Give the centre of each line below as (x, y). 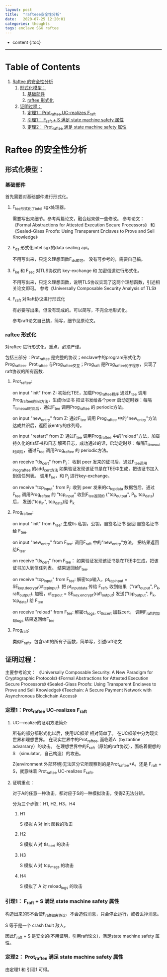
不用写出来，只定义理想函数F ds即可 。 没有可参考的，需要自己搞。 (79, 259)
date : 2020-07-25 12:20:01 (35, 19)
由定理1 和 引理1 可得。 (29, 969)
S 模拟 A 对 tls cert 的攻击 (45, 845)
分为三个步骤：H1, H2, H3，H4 (44, 803)
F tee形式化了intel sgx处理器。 (40, 208)
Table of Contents (43, 67)
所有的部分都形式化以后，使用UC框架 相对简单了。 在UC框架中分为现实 (85, 733)
